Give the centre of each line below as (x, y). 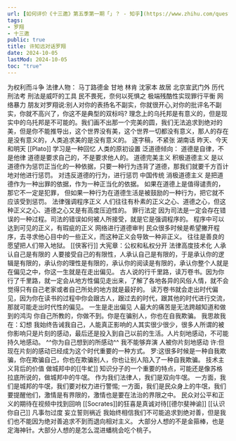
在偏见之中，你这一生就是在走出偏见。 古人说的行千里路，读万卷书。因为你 (116, 271)
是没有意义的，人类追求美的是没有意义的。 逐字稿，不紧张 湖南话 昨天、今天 (118, 140)
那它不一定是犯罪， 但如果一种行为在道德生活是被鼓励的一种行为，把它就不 (116, 192)
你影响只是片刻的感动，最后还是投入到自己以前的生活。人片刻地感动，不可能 (118, 333)
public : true (26, 40)
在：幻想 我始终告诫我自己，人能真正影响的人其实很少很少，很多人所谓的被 (116, 324)
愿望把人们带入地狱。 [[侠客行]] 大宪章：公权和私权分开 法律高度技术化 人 (114, 245)
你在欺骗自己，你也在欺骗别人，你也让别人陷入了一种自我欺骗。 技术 (119, 359)
